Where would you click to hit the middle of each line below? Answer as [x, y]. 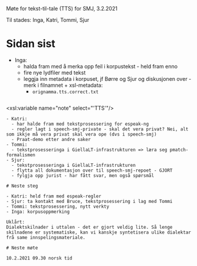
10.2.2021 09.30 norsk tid [39, 258]
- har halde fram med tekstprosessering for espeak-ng [80, 124]
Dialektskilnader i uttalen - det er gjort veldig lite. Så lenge [89, 227]
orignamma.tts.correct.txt [65, 92]
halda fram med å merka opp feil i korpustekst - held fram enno [101, 66]
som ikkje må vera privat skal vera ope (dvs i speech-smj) [82, 134]
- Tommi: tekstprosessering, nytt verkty [58, 206]
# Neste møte [22, 248]
